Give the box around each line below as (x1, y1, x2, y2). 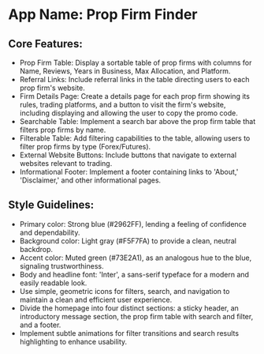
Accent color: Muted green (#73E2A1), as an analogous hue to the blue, (19, 253, 252, 262)
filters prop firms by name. (19, 125, 106, 134)
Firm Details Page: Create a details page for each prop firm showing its (19, 92, 251, 100)
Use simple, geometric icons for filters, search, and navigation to (19, 286, 230, 296)
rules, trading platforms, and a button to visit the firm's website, (19, 100, 226, 109)
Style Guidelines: (8, 198, 95, 212)
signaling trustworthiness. (19, 261, 104, 270)
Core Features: (8, 37, 83, 51)
